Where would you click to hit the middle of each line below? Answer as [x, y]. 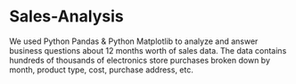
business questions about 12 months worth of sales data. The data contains [148, 50]
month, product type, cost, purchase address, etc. [101, 70]
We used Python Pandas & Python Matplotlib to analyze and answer [134, 41]
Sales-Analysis [66, 17]
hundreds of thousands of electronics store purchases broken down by [140, 60]
